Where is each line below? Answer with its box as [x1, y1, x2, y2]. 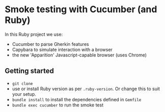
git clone [12, 81, 34, 86]
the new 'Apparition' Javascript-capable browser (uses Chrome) [12, 52, 147, 58]
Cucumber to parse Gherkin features [12, 41, 89, 47]
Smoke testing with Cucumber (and [5, 4, 157, 15]
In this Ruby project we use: [5, 31, 63, 37]
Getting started [5, 67, 54, 75]
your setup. [12, 91, 37, 97]
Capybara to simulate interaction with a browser [12, 46, 113, 52]
